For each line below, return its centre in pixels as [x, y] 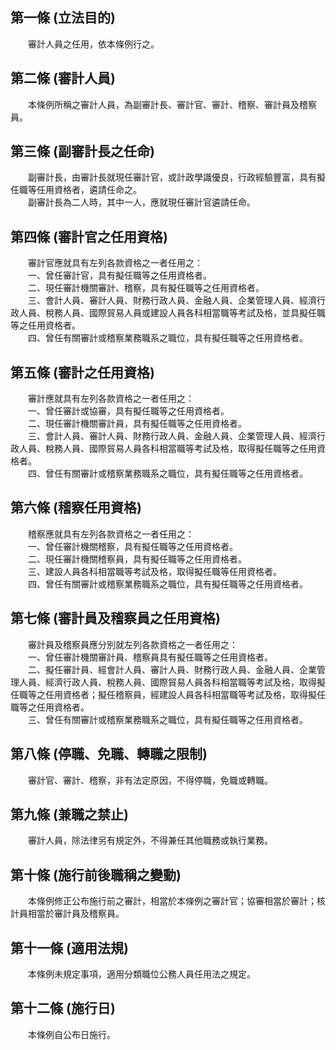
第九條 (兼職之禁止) [69, 814]
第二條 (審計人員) [63, 78]
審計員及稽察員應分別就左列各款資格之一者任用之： [132, 644]
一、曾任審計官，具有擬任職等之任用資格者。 [119, 275]
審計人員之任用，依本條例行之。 [93, 44]
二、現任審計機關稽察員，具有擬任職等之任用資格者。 [137, 559]
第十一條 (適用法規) [69, 948]
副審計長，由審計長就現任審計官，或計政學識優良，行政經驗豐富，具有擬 [176, 177]
